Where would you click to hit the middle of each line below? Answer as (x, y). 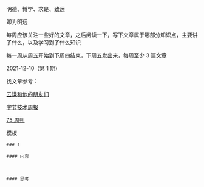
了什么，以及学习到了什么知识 (43, 42)
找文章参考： (22, 81)
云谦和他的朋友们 (28, 94)
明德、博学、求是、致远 (36, 9)
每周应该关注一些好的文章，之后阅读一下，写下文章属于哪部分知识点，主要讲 (102, 35)
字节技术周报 (22, 107)
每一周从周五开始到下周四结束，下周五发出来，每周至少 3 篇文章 (87, 55)
